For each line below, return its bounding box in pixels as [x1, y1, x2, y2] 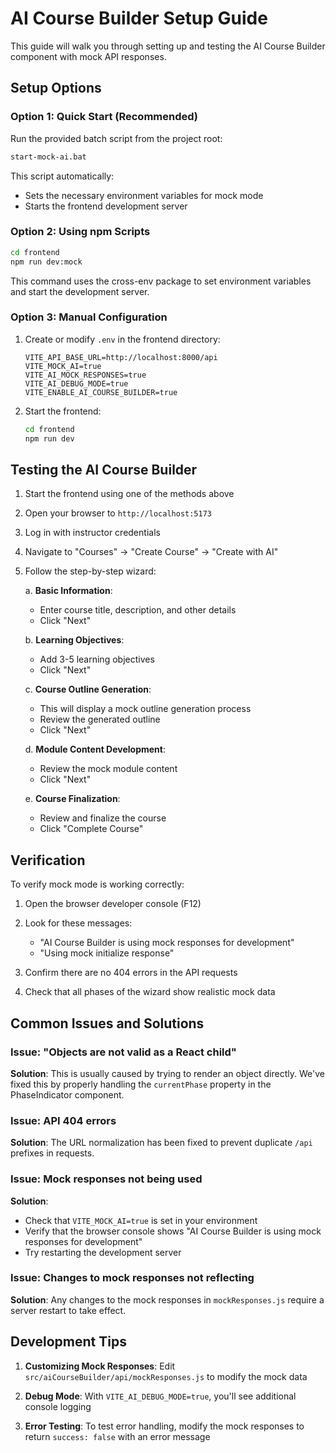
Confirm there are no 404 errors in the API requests [24, 967, 238, 979]
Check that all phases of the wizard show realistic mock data [24, 986, 276, 998]
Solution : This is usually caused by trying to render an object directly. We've [10, 1067, 325, 1079]
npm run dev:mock [10, 257, 83, 267]
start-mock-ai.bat [10, 152, 87, 162]
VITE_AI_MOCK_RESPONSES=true [24, 370, 147, 380]
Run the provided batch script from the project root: [10, 132, 223, 144]
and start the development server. [10, 285, 150, 297]
